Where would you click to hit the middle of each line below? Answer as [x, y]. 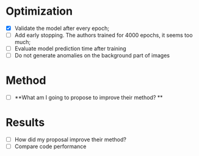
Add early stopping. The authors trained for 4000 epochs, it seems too [103, 35]
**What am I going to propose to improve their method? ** [89, 98]
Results [25, 123]
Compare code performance [50, 147]
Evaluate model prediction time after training [70, 49]
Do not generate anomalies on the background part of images [92, 56]
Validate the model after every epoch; [62, 28]
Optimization [39, 11]
